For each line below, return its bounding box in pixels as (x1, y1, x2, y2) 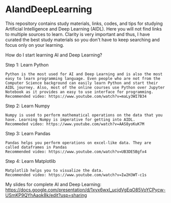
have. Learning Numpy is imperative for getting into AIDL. (5, 117, 136, 122)
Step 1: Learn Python (5, 62, 49, 68)
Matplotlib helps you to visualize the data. (5, 168, 103, 173)
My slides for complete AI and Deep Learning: (5, 181, 102, 187)
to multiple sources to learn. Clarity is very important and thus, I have (5, 31, 150, 37)
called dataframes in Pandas (5, 144, 67, 150)
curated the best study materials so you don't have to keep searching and (5, 37, 160, 43)
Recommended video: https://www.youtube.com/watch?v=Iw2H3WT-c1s (5, 172, 147, 178)
